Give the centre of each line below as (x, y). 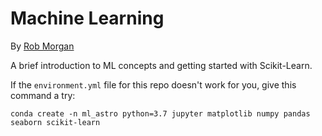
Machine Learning (87, 18)
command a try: (43, 95)
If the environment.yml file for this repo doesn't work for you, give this (153, 84)
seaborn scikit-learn (55, 122)
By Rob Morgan (42, 46)
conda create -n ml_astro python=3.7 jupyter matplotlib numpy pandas (160, 113)
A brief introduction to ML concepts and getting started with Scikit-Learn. (161, 65)
